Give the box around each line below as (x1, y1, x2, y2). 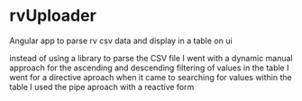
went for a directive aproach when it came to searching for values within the (9, 71, 292, 82)
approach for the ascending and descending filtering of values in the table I (9, 62, 289, 73)
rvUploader (9, 5, 96, 26)
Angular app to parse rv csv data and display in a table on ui (9, 35, 233, 46)
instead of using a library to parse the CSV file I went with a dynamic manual (9, 52, 293, 63)
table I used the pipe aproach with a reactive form (9, 81, 195, 92)
